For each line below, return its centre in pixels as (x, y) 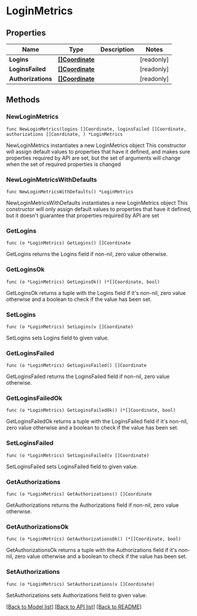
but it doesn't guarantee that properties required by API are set (83, 215)
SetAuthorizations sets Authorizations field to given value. (77, 595)
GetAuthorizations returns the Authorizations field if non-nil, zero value (93, 505)
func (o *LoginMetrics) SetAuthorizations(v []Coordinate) (80, 584)
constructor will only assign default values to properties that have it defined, (99, 209)
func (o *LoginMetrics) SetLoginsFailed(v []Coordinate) (78, 455)
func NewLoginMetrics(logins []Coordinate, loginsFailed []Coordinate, (96, 129)
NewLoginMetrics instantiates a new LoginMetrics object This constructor (96, 145)
